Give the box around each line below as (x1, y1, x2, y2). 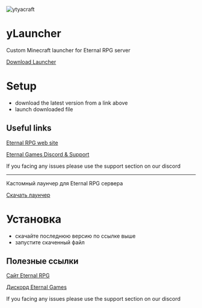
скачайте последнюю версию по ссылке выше (14, 232, 136, 239)
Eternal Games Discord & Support (6, 150, 90, 158)
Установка (6, 212, 62, 226)
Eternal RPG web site (6, 139, 58, 146)
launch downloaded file (14, 105, 73, 112)
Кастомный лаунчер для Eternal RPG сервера (6, 179, 123, 186)
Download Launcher (6, 58, 57, 66)
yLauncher (6, 27, 61, 40)
